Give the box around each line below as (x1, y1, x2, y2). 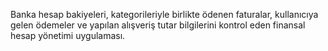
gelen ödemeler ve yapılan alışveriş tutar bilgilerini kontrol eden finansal (10, 19, 306, 31)
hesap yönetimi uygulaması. (10, 30, 126, 41)
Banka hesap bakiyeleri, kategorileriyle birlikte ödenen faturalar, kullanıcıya (10, 9, 319, 20)
